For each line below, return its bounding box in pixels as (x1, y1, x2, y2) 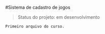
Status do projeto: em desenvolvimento (17, 14, 100, 20)
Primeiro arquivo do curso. (5, 24, 65, 29)
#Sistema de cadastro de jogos (5, 5, 71, 10)
